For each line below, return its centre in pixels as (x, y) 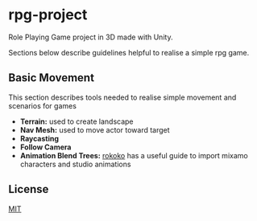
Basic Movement (52, 78)
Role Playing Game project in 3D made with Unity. (91, 37)
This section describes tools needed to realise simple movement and (122, 97)
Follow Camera (46, 147)
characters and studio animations (75, 164)
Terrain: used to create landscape (77, 121)
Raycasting (39, 138)
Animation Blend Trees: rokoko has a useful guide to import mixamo (134, 155)
